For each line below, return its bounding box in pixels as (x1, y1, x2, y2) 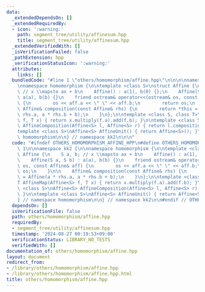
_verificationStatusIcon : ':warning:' (12, 60, 111, 66)
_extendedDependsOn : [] (12, 15, 72, 21)
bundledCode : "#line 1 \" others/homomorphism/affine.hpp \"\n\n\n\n (12, 77, 187, 83)
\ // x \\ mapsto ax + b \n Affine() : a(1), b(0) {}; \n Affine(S (17, 89, 201, 95)
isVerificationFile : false (12, 208, 81, 214)
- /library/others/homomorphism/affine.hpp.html (6, 271, 132, 277)
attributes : (12, 66, 43, 72)
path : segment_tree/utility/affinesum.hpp (17, 32, 127, 38)
